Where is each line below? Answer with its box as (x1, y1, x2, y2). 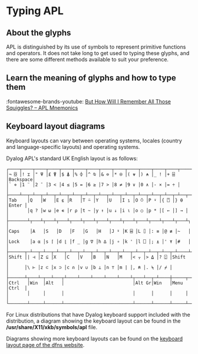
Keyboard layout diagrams (6, 121, 105, 131)
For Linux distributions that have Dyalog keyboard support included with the (6, 311, 190, 318)
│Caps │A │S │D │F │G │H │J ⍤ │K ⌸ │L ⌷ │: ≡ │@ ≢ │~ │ (6, 228, 192, 234)
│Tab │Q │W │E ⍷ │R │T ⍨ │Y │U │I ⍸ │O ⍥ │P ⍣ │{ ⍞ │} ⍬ (6, 197, 183, 203)
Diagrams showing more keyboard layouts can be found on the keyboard (6, 335, 183, 342)
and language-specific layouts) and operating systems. (6, 143, 140, 150)
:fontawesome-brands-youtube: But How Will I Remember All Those (6, 98, 171, 105)
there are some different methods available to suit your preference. (6, 56, 169, 63)
